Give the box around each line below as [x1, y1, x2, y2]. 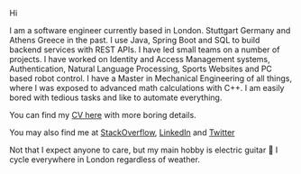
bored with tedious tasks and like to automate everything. [9, 92, 223, 103]
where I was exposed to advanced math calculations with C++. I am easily [9, 83, 285, 93]
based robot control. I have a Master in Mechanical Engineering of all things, [9, 73, 293, 84]
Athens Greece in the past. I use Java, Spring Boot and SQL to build [9, 35, 260, 45]
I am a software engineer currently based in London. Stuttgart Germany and [9, 25, 291, 35]
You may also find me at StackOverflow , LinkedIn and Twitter [9, 127, 235, 138]
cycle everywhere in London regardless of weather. [9, 154, 201, 165]
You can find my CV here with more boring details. [9, 110, 196, 120]
